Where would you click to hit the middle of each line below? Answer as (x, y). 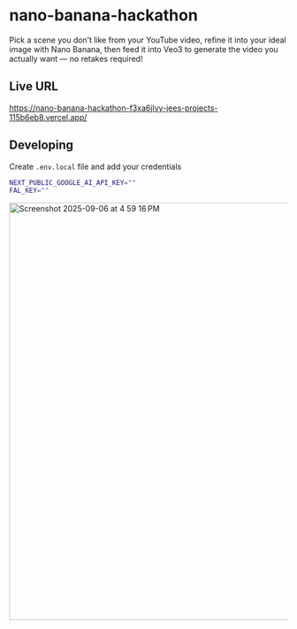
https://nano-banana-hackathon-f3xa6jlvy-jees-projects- (114, 108)
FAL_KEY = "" (29, 191)
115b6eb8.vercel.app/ (48, 117)
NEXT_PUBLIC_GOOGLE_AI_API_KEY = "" (73, 182)
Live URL (34, 86)
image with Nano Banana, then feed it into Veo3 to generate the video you (144, 49)
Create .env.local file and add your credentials (95, 166)
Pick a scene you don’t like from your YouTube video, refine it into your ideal (148, 40)
